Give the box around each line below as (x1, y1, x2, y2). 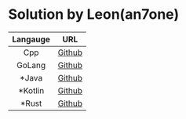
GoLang (16, 59, 46, 70)
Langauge (12, 34, 51, 45)
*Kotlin (18, 85, 45, 96)
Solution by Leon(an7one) (8, 5, 179, 23)
